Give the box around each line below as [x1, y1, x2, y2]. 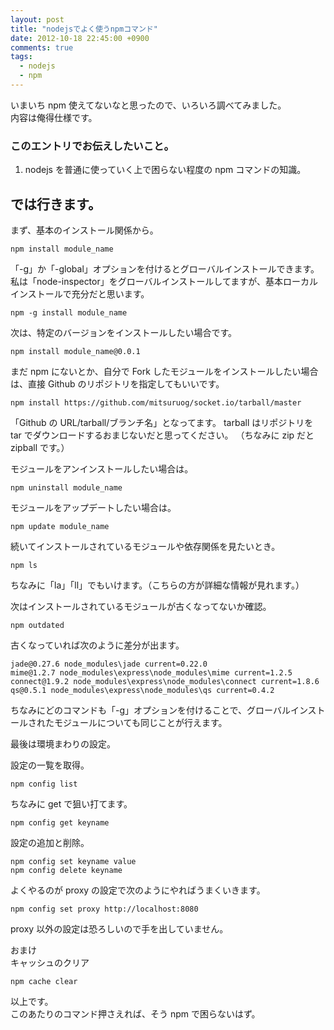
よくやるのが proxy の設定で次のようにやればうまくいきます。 [10, 884, 266, 896]
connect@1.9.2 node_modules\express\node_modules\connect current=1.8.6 [10, 676, 320, 686]
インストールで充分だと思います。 [10, 287, 150, 300]
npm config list [10, 779, 78, 789]
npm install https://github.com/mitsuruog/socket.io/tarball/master [10, 397, 302, 408]
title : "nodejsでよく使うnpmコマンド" [10, 24, 158, 34]
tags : [10, 52, 33, 62]
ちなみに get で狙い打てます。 [10, 797, 133, 810]
